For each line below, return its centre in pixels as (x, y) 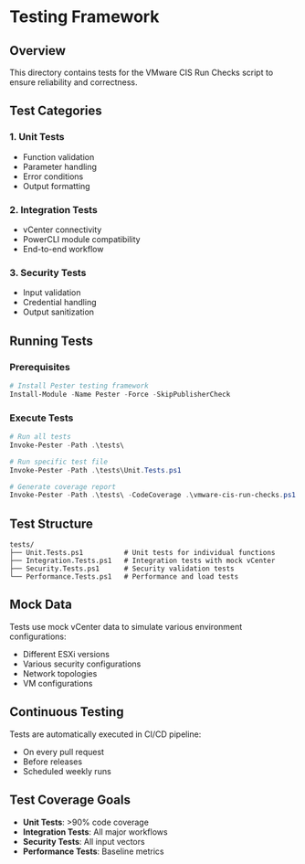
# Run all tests (40, 437)
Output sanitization (58, 312)
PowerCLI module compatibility (81, 239)
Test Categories (56, 111)
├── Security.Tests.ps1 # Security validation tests (122, 569)
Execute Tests (42, 418)
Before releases (53, 762)
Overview (38, 51)
